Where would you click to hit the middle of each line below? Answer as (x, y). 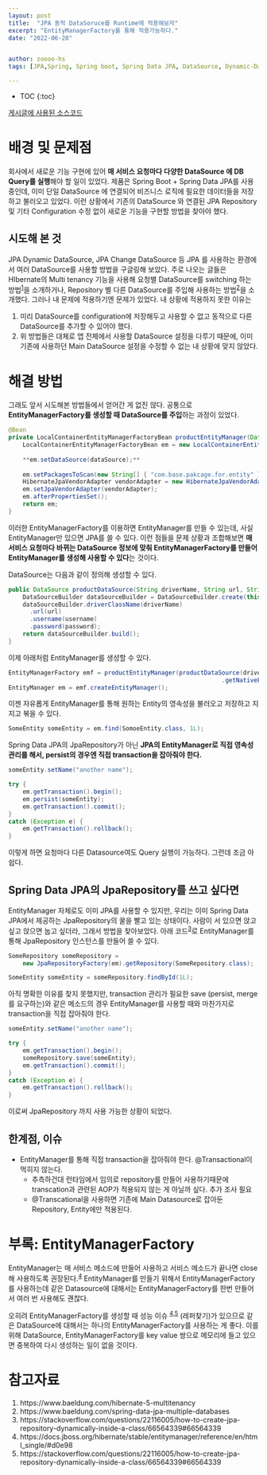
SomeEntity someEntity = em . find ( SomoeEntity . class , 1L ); (106, 729)
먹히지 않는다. (41, 1169)
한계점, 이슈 (35, 1139)
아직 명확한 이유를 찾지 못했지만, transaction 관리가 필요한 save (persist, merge (133, 994)
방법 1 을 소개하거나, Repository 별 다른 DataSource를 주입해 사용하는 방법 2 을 (128, 289)
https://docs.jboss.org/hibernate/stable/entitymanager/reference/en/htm (139, 1437)
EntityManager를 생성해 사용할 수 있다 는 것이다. (83, 558)
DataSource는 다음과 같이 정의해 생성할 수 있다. (83, 574)
